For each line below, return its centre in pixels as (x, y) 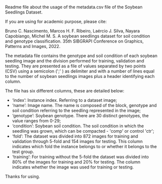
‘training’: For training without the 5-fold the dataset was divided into (81, 157)
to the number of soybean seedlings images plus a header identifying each (80, 76)
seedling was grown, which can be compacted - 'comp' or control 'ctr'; (83, 131)
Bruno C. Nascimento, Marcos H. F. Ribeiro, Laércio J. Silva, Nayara (73, 31)
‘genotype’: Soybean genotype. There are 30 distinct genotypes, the (80, 115)
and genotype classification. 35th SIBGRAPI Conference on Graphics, (74, 41)
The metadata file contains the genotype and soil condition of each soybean (81, 56)
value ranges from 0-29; (36, 121)
